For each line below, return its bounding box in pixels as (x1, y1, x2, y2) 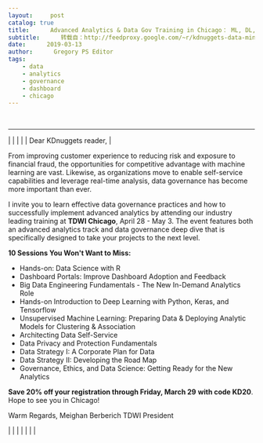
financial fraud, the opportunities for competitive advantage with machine (8, 159, 245, 169)
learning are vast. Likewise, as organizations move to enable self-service (8, 168, 243, 178)
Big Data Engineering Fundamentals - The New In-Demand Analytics (19, 280, 241, 290)
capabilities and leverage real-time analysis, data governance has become (8, 176, 248, 185)
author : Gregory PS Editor (8, 48, 113, 56)
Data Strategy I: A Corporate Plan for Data (19, 347, 155, 357)
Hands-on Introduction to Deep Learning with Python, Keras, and (19, 297, 229, 306)
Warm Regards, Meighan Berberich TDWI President (8, 411, 174, 420)
